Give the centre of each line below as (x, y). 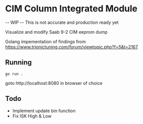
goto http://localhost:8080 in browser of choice (54, 83)
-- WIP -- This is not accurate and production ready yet (62, 22)
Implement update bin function (44, 111)
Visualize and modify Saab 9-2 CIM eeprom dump (57, 32)
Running (19, 62)
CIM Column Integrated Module (71, 9)
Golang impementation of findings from (46, 41)
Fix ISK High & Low (32, 116)
